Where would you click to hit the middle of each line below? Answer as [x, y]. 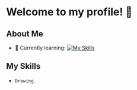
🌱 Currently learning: [40, 48]
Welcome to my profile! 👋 [69, 12]
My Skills [23, 66]
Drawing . [25, 80]
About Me [25, 34]
